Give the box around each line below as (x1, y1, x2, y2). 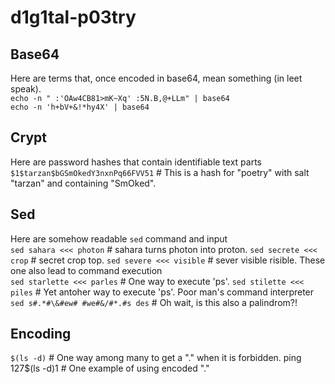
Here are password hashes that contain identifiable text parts (10, 156, 262, 168)
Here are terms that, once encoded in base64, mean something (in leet (10, 72, 303, 84)
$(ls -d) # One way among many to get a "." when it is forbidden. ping (10, 352, 302, 364)
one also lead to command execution (10, 264, 163, 276)
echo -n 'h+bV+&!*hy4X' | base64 (10, 102, 150, 112)
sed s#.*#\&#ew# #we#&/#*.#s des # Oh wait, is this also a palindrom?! (10, 296, 298, 308)
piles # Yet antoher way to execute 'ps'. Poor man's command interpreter (10, 286, 315, 298)
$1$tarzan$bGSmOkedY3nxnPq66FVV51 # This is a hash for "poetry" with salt (10, 166, 310, 178)
